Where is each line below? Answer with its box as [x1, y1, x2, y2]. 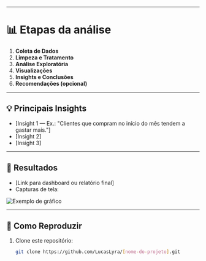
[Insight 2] [15, 132, 42, 140]
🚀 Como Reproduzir [6, 221, 82, 231]
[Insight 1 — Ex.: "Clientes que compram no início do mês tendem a [15, 119, 185, 127]
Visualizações [15, 67, 53, 74]
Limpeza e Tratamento [15, 53, 74, 61]
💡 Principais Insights [6, 104, 87, 114]
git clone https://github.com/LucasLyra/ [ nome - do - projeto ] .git [15, 249, 181, 255]
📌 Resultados [6, 163, 58, 173]
